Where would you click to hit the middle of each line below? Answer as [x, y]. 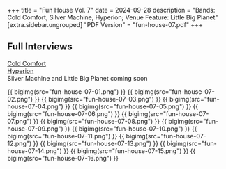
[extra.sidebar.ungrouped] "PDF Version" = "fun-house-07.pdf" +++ [105, 25]
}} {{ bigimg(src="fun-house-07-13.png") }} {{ [99, 143]
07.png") [20, 121]
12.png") [20, 143]
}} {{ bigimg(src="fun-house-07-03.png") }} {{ [101, 99]
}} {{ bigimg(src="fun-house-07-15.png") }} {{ [130, 151]
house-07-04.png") [36, 106]
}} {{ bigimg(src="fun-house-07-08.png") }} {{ [100, 121]
